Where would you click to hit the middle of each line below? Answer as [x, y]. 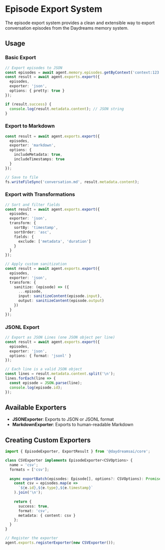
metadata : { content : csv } [47, 515]
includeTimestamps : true [39, 159]
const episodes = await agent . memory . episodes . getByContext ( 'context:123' [83, 73]
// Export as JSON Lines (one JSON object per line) [60, 337]
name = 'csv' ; [24, 465]
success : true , [34, 506]
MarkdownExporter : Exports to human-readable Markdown [73, 425]
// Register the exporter [31, 538]
